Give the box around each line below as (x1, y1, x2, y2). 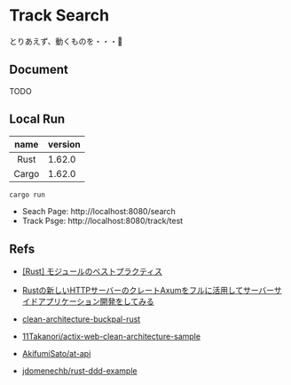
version (47, 138, 82, 150)
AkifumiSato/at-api (21, 349, 91, 359)
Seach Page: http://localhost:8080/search (21, 206, 176, 217)
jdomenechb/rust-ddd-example (21, 365, 138, 376)
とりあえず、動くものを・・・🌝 (9, 36, 123, 46)
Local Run (9, 112, 66, 127)
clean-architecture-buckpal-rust (21, 314, 141, 325)
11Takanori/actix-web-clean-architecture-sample (21, 331, 201, 342)
